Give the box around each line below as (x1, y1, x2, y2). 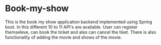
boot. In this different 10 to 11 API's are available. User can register (5, 24, 138, 30)
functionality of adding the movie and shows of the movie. (5, 34, 122, 40)
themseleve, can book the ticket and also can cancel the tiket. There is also (5, 29, 156, 35)
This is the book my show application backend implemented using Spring (5, 19, 152, 25)
